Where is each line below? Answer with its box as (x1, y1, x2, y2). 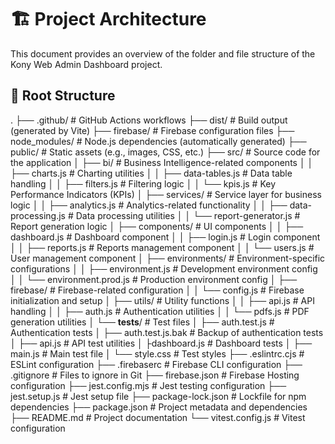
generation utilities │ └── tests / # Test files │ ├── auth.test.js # (10, 316, 275, 328)
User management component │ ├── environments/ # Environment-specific (10, 252, 326, 264)
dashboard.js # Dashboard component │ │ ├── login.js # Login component (10, 231, 321, 243)
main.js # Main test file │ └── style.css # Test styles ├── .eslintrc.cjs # (10, 347, 305, 360)
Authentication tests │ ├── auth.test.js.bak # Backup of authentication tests (10, 326, 324, 338)
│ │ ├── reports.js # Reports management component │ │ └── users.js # (10, 241, 315, 253)
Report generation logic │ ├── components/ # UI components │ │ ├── (10, 220, 304, 232)
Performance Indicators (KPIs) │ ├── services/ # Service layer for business (10, 188, 322, 200)
